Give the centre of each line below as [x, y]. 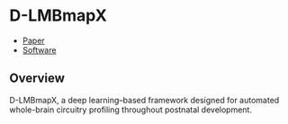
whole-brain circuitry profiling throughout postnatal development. [130, 110]
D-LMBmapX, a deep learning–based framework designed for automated [144, 100]
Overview [37, 79]
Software [39, 49]
